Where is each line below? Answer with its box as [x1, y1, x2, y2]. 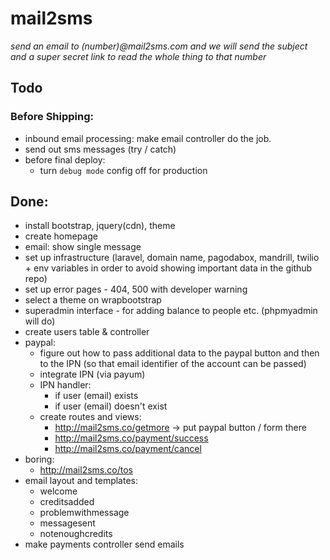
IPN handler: [39, 379, 92, 391]
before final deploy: [24, 153, 106, 166]
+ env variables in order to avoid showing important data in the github [24, 262, 313, 274]
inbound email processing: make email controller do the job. [24, 132, 272, 144]
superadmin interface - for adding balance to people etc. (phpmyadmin [24, 305, 318, 317]
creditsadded [39, 496, 95, 508]
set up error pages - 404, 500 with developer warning [24, 283, 248, 296]
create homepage [24, 230, 98, 242]
